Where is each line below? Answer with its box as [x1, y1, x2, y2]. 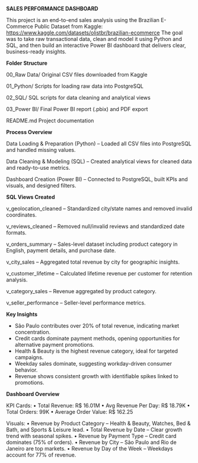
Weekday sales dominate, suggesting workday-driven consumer [14, 360, 173, 367]
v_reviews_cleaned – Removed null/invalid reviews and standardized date [6, 223, 185, 230]
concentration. [14, 329, 51, 335]
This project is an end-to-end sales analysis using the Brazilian [6, 17, 160, 23]
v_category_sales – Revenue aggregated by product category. [6, 288, 157, 294]
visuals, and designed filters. [6, 182, 76, 189]
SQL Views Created [6, 194, 55, 201]
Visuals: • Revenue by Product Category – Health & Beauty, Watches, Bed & [6, 420, 191, 427]
